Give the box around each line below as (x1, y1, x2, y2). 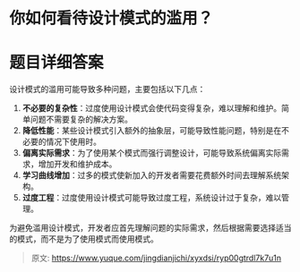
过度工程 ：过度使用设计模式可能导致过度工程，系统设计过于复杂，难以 (21, 192, 282, 203)
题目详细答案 (9, 53, 105, 72)
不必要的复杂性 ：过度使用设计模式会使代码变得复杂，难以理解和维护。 (21, 103, 282, 114)
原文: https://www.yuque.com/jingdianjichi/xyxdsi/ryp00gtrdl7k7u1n (30, 252, 282, 264)
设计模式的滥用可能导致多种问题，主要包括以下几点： (9, 84, 206, 95)
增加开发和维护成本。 (38, 158, 117, 170)
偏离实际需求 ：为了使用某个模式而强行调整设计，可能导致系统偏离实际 (21, 148, 282, 158)
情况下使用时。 (46, 136, 101, 148)
